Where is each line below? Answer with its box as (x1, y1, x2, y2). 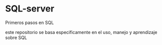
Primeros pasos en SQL (5, 19, 54, 25)
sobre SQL (5, 34, 28, 40)
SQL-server (5, 3, 55, 14)
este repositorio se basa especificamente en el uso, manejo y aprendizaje (5, 29, 157, 35)
